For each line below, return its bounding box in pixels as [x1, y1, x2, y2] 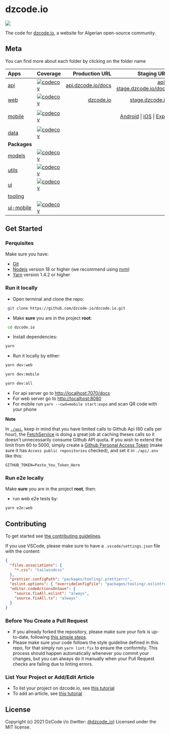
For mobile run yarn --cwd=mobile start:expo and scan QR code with [12, 400, 158, 407]
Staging [137, 70, 157, 77]
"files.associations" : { [10, 563, 62, 568]
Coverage [37, 70, 61, 77]
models [8, 152, 26, 159]
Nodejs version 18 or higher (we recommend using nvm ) [12, 266, 130, 272]
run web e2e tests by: [12, 496, 58, 502]
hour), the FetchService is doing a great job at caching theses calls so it [5, 431, 155, 437]
